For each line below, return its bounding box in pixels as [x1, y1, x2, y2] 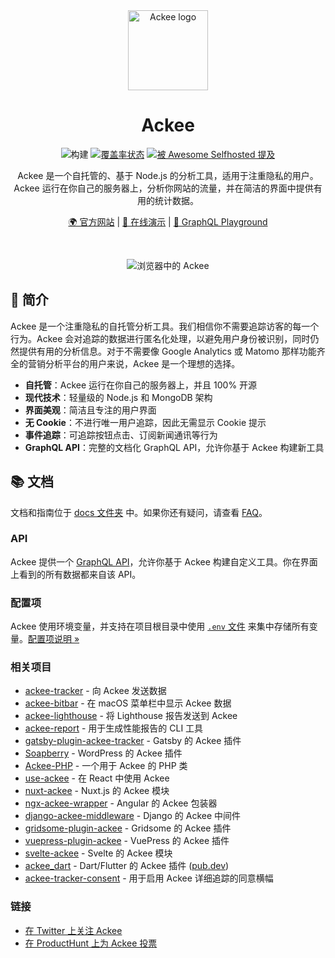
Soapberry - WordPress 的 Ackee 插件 [24, 747, 183, 759]
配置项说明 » [28, 633, 80, 645]
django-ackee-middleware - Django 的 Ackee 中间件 [24, 810, 242, 822]
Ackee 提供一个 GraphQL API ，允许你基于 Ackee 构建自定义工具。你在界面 [10, 555, 318, 568]
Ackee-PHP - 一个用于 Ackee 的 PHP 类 [24, 760, 188, 772]
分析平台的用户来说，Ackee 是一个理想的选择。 [44, 357, 241, 369]
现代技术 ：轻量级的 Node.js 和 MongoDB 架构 [24, 391, 213, 403]
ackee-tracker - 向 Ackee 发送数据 [24, 685, 167, 697]
